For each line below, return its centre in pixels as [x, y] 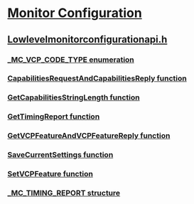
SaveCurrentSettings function [60, 155]
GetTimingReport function [54, 117]
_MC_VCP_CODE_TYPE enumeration [71, 60]
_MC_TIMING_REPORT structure [64, 193]
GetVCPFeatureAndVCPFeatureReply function [89, 136]
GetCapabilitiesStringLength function [74, 97]
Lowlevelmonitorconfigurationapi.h [87, 39]
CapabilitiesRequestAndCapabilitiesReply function [97, 78]
